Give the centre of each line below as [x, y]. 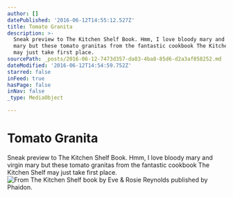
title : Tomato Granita [40, 26]
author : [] [23, 14]
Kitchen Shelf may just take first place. [62, 172]
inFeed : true [26, 78]
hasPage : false [29, 85]
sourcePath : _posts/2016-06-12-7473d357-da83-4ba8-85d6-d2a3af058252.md [114, 59]
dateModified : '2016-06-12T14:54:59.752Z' [69, 65]
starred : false [29, 72]
